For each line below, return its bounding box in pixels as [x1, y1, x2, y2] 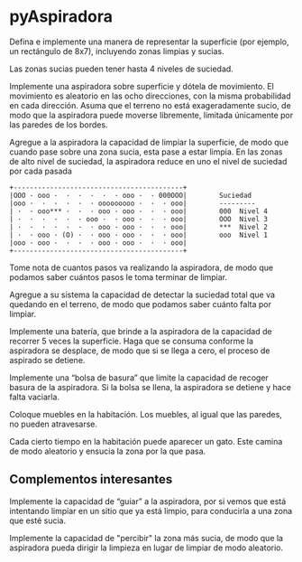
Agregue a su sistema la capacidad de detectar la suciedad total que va [9, 289, 276, 300]
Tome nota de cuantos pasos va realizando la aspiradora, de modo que [9, 262, 273, 273]
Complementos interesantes [9, 472, 173, 487]
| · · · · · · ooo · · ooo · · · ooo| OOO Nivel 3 [9, 214, 269, 223]
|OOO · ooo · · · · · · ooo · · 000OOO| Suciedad [9, 191, 252, 200]
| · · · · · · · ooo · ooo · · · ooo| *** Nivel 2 [9, 222, 269, 231]
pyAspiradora [9, 6, 113, 27]
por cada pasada [9, 165, 72, 176]
